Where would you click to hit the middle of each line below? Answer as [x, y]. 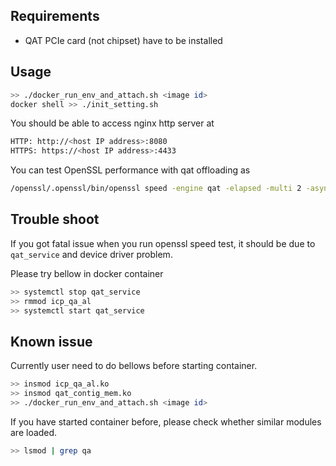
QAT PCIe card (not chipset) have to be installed [123, 40]
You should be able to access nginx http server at [112, 123]
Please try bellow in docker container [87, 273]
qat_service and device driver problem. [91, 254]
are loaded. [34, 432]
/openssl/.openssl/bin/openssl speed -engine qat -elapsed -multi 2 [156, 189]
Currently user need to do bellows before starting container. [134, 366]
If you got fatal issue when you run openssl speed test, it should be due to [163, 243]
